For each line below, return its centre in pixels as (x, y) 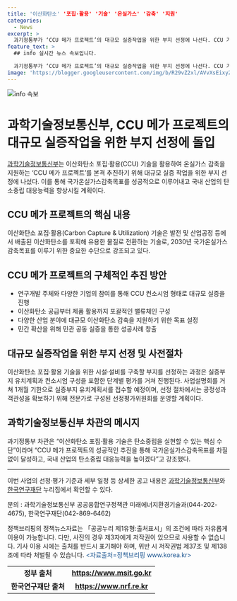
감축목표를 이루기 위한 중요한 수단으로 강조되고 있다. (79, 251)
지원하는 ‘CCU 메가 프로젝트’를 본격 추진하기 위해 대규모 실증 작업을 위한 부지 (114, 172)
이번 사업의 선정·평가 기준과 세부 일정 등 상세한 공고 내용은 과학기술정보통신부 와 (116, 480)
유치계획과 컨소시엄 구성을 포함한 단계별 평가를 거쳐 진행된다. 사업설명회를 (116, 380)
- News (23, 27)
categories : (25, 21)
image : (17, 73)
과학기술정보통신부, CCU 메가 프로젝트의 (118, 125)
